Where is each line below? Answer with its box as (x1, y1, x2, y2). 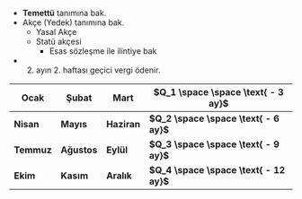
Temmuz (13, 143, 52, 156)
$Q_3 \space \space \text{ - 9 (148, 138, 280, 151)
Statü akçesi (35, 36, 83, 47)
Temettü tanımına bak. (22, 8, 107, 18)
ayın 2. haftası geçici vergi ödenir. (35, 65, 161, 75)
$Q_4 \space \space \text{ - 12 (148, 164, 286, 176)
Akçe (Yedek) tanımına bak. (22, 17, 125, 28)
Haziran (106, 118, 141, 130)
